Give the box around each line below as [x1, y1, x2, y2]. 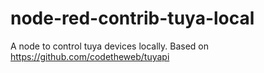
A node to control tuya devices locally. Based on [10, 40, 209, 52]
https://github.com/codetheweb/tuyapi [10, 50, 170, 62]
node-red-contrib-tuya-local [10, 7, 255, 30]
